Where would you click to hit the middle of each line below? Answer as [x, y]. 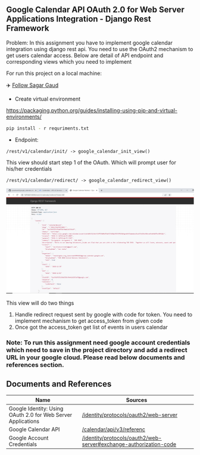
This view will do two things [40, 303]
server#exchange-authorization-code [129, 444]
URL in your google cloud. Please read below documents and [96, 357]
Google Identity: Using [36, 409]
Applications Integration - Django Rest [79, 19]
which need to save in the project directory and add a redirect [97, 350]
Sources [137, 400]
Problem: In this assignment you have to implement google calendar [89, 43]
